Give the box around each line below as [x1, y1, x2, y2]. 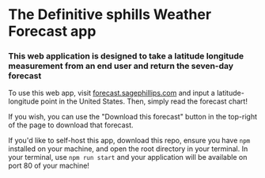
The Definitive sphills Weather [8, 6, 212, 24]
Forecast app [8, 22, 97, 40]
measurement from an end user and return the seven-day [8, 61, 234, 72]
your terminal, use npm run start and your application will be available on [8, 153, 248, 162]
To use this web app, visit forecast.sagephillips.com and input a [8, 89, 215, 98]
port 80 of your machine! [8, 161, 89, 171]
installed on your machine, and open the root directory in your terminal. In [8, 144, 248, 153]
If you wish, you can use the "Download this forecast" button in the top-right [8, 112, 257, 122]
